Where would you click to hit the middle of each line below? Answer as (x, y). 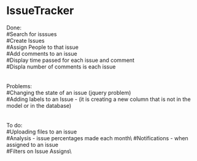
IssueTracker (40, 11)
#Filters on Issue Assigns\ (39, 151)
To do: (14, 125)
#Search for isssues (32, 34)
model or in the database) (39, 105)
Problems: (19, 86)
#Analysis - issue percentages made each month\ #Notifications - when (97, 138)
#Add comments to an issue (42, 53)
